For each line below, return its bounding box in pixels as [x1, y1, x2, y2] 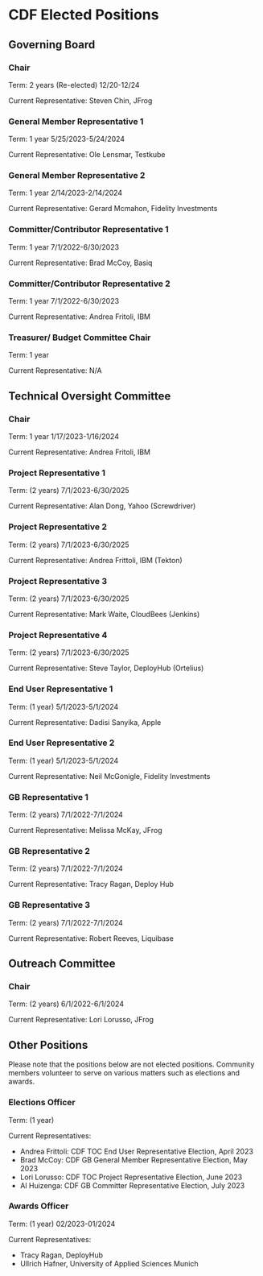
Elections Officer [8, 1097, 76, 1108]
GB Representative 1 [8, 791, 88, 802]
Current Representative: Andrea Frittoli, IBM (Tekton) [8, 555, 183, 565]
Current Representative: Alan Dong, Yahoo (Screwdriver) [8, 501, 196, 511]
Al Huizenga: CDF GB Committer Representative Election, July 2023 [19, 1180, 245, 1190]
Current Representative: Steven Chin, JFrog [8, 95, 153, 106]
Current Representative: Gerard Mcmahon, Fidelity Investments [8, 204, 218, 213]
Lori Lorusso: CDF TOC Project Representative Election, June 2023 [19, 1172, 243, 1182]
